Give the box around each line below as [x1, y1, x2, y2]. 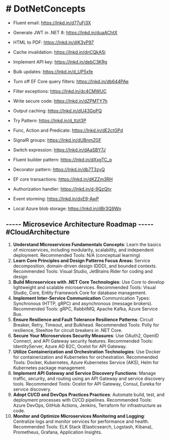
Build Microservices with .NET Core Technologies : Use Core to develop [13, 279, 164, 285]
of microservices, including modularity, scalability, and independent [13, 247, 154, 253]
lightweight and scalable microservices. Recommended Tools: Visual [13, 284, 156, 290]
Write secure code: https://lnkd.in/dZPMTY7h [13, 98, 108, 104]
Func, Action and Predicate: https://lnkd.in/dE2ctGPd [13, 127, 123, 133]
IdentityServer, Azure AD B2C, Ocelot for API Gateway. [13, 343, 127, 349]
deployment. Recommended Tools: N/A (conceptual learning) [13, 252, 141, 258]
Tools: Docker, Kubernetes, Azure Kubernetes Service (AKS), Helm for [13, 359, 159, 365]
